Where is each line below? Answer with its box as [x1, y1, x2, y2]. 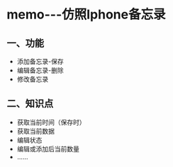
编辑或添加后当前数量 [16, 144, 79, 153]
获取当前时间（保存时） [16, 118, 86, 126]
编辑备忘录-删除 [16, 66, 65, 75]
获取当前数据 [16, 126, 55, 135]
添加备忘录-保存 [16, 58, 65, 65]
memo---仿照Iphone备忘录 [6, 6, 166, 23]
